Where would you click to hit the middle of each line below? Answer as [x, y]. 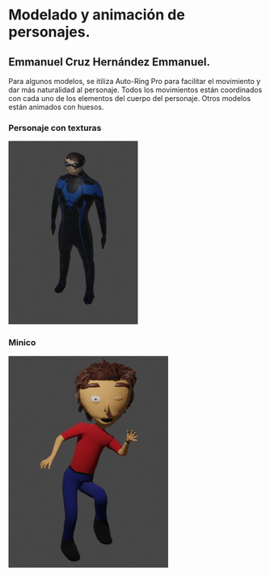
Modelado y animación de [97, 15]
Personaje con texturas [55, 128]
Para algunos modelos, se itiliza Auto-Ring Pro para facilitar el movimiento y [135, 81]
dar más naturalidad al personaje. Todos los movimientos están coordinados [135, 90]
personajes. [49, 32]
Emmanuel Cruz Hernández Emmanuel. [109, 62]
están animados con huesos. [56, 107]
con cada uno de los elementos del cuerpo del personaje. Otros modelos [130, 98]
